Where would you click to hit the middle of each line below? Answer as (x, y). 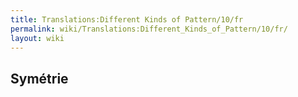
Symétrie (39, 78)
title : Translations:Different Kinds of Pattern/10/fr (127, 19)
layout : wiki (37, 38)
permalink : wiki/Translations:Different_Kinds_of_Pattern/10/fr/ (149, 29)
